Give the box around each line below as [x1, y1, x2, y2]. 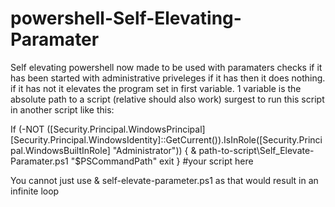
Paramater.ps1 [10, 155, 69, 167]
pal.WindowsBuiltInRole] [10, 144, 111, 156]
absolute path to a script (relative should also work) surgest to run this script [10, 93, 325, 105]
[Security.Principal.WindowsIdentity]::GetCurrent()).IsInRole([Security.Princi [10, 133, 323, 146]
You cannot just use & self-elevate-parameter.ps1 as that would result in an [10, 174, 319, 186]
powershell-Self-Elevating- [10, 7, 242, 30]
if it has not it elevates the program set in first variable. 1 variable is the [10, 82, 302, 94]
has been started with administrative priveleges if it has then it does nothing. [10, 72, 326, 84]
